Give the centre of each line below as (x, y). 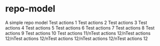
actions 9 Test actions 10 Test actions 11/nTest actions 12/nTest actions (78, 33)
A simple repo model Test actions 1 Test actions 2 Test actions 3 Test (76, 22)
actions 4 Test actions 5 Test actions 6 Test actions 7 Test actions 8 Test (80, 27)
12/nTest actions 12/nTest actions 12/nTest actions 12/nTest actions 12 (76, 38)
